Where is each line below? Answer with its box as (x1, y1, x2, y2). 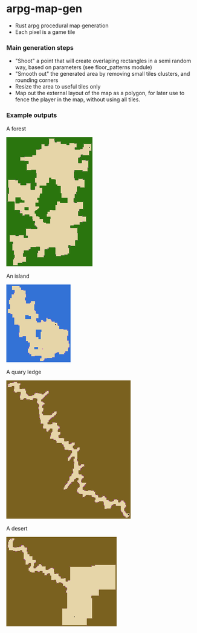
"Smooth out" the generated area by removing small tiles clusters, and (15, 70, 190, 78)
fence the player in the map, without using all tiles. (15, 96, 141, 103)
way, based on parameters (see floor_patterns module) (15, 64, 152, 71)
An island (6, 272, 30, 280)
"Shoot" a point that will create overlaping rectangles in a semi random (15, 57, 192, 65)
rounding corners (15, 76, 59, 84)
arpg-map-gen (6, 2, 83, 16)
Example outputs (6, 111, 57, 119)
